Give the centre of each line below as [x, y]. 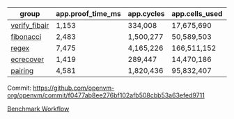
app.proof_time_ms [88, 14]
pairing [22, 71]
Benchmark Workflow [38, 109]
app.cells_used [197, 14]
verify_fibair [30, 25]
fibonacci [26, 37]
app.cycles [146, 14]
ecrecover [28, 59]
